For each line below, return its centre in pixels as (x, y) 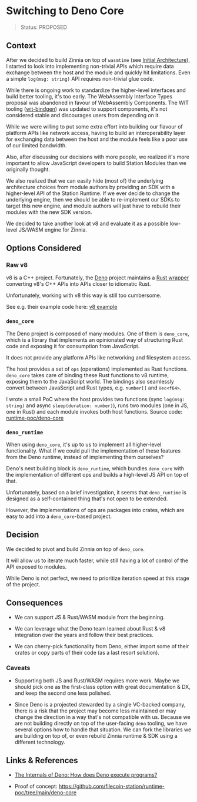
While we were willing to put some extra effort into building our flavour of (95, 126)
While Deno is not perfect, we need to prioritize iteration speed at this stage (98, 578)
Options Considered (44, 248)
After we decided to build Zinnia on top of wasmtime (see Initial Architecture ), (98, 60)
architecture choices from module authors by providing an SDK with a (91, 187)
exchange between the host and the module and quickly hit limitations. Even (98, 72)
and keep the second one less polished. (63, 693)
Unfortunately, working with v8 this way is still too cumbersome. (84, 295)
